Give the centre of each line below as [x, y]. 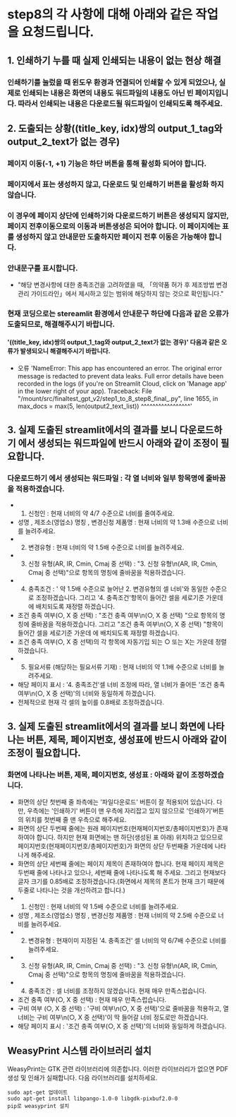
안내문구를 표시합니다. [43, 268]
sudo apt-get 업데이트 [38, 1093]
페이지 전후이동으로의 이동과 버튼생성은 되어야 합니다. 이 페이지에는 [114, 226]
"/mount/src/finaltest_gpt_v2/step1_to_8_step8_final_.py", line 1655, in [118, 399]
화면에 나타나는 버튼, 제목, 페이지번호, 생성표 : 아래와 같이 [98, 775]
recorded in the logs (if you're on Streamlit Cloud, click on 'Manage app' [122, 384]
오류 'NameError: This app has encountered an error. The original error [120, 369]
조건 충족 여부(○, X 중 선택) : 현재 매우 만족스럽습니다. [92, 1000]
